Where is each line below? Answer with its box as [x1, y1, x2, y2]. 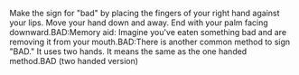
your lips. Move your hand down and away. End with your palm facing [9, 17, 268, 28]
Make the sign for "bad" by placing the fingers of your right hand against [9, 8, 280, 18]
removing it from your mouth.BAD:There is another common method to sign [9, 36, 291, 47]
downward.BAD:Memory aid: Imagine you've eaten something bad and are [9, 27, 287, 37]
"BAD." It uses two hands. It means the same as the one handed [9, 46, 248, 57]
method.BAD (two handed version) [9, 56, 138, 66]
